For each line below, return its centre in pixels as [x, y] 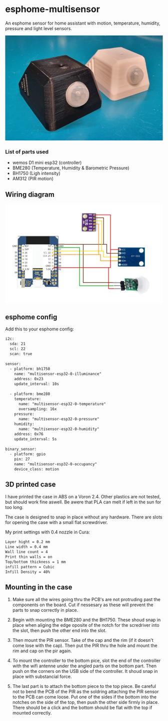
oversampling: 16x [37, 409]
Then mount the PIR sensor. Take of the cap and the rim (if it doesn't [83, 640]
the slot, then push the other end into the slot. [59, 630]
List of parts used [27, 152]
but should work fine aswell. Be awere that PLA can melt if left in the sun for [83, 502]
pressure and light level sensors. [39, 28]
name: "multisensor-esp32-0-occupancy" [56, 464]
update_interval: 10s [36, 384]
